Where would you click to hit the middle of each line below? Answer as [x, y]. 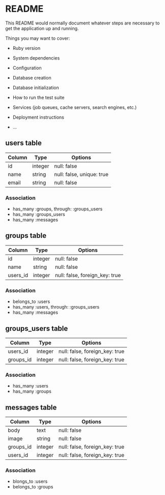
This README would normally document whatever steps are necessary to [82, 23]
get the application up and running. [42, 28]
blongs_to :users [30, 481]
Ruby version [26, 48]
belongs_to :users [31, 301]
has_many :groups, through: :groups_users [58, 209]
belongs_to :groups [33, 487]
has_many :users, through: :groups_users [56, 307]
